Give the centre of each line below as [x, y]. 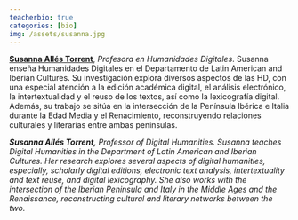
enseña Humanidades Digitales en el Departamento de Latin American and [146, 68]
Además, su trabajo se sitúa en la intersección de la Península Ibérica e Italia [149, 106]
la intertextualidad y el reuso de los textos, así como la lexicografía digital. [145, 97]
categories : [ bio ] [43, 26]
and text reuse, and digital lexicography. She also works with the [128, 180]
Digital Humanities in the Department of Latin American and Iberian [133, 152]
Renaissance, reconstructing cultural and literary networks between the [141, 199]
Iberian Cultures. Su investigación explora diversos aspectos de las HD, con [148, 78]
